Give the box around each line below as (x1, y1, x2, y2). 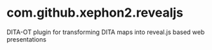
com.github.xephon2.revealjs (6, 5, 184, 21)
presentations (6, 35, 47, 43)
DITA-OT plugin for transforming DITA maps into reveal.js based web (6, 28, 205, 36)
